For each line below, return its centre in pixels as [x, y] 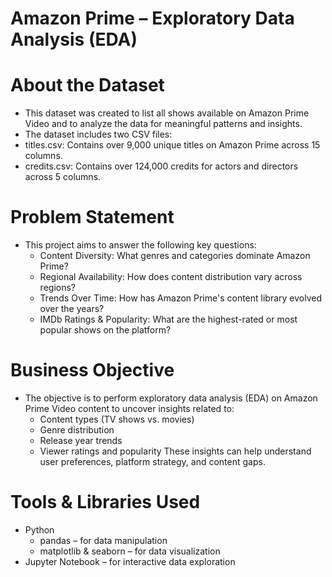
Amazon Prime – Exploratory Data [152, 18]
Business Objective [92, 370]
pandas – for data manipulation [103, 540]
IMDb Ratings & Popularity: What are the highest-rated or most [168, 319]
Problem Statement [92, 217]
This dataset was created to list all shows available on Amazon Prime [167, 113]
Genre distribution [77, 430]
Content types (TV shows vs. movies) [117, 419]
